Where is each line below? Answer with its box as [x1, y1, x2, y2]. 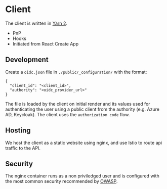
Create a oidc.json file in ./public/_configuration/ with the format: [5, 69, 147, 75]
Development [5, 56, 49, 64]
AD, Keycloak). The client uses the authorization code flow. [5, 111, 130, 117]
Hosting [5, 126, 31, 135]
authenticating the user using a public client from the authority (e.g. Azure [5, 106, 159, 112]
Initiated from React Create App [12, 40, 79, 46]
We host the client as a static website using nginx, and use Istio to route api [5, 139, 162, 146]
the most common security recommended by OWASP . [5, 178, 118, 184]
